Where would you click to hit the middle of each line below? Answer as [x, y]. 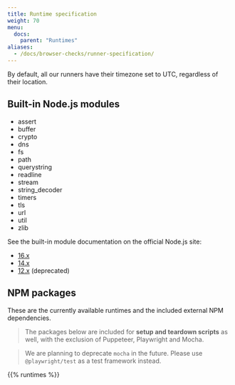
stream [28, 182]
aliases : [20, 47]
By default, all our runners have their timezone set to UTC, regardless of [113, 74]
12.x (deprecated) [43, 270]
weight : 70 [23, 21]
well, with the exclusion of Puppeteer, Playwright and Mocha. [114, 339]
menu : [15, 27]
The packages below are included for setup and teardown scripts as [126, 331]
